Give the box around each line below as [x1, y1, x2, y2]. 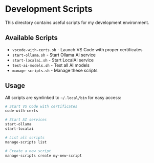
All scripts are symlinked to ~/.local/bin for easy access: [5, 94, 121, 101]
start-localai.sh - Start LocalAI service [12, 57, 94, 63]
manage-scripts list [5, 140, 47, 144]
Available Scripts [5, 34, 58, 42]
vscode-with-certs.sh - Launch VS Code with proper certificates [12, 46, 143, 52]
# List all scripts [5, 135, 45, 140]
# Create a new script [5, 148, 51, 153]
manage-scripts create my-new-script [5, 153, 82, 158]
